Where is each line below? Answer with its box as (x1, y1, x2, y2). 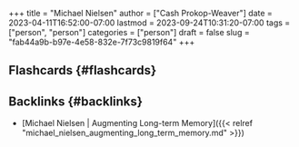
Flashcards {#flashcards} (8, 63, 156, 78)
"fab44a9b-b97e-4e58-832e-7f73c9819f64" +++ (8, 36, 195, 47)
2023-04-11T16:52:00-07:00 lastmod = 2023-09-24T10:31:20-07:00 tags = (8, 17, 291, 28)
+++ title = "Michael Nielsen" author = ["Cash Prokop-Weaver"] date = (8, 8, 274, 18)
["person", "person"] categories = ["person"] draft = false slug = (8, 27, 251, 37)
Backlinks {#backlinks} (8, 93, 143, 109)
